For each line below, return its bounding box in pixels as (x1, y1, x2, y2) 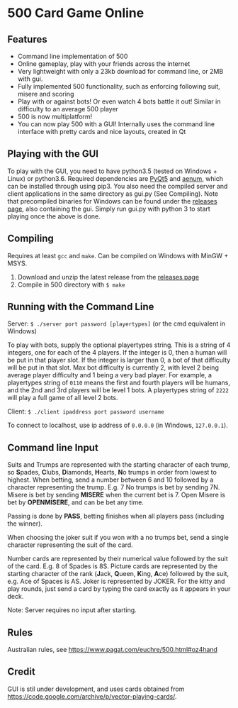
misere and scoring (17, 90, 74, 98)
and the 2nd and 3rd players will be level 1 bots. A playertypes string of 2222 (7, 386, 229, 394)
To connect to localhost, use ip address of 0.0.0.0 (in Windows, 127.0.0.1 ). (7, 421, 228, 430)
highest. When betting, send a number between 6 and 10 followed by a (7, 475, 214, 484)
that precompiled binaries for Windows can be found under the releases (7, 197, 217, 205)
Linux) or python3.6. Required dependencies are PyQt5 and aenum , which (7, 174, 223, 182)
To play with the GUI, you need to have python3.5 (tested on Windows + (7, 167, 217, 175)
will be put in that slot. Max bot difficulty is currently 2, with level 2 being (7, 363, 220, 372)
